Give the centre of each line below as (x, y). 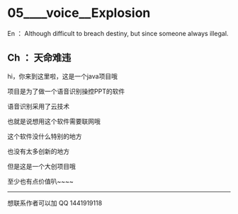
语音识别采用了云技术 (38, 106)
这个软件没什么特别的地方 (45, 136)
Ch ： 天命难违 (39, 58)
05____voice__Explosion (79, 13)
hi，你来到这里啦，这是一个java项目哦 (63, 76)
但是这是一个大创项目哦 (41, 166)
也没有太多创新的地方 (38, 151)
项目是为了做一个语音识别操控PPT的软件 (66, 91)
